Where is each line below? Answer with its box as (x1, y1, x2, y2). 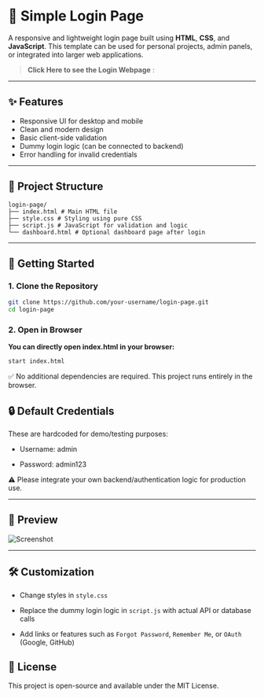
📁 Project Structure (8, 180, 104, 194)
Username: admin (19, 444, 78, 453)
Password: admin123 (19, 460, 87, 469)
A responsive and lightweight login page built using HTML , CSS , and (8, 33, 230, 42)
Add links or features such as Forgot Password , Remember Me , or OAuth (19, 629, 242, 638)
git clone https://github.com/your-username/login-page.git (8, 298, 210, 306)
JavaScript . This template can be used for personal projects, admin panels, (8, 41, 253, 50)
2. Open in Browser (8, 324, 82, 335)
